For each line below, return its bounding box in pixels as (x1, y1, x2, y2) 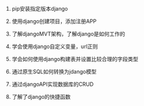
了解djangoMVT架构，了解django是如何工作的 (11, 30, 126, 37)
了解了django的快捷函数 (11, 94, 71, 100)
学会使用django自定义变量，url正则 (11, 43, 98, 50)
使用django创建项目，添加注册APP (11, 18, 97, 25)
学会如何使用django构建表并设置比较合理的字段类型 (11, 56, 139, 62)
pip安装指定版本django (11, 5, 68, 12)
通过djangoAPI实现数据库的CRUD (11, 81, 94, 88)
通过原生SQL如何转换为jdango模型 (11, 68, 97, 75)
